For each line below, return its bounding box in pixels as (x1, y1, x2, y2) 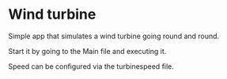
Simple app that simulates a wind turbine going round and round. (8, 31, 220, 41)
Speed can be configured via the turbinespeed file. (8, 61, 174, 71)
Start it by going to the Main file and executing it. (8, 46, 167, 56)
